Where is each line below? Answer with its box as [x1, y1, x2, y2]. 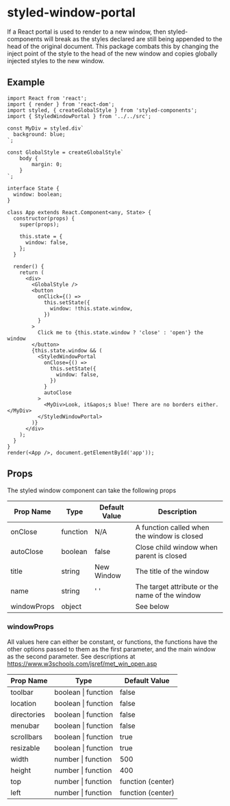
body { [19, 154, 38, 162]
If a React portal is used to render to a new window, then [7, 27, 166, 36]
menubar [10, 721, 40, 730]
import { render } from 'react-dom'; [7, 101, 115, 108]
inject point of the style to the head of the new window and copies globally [7, 49, 218, 58]
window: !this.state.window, [50, 305, 133, 312]
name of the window [135, 590, 201, 600]
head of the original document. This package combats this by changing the [7, 42, 219, 50]
